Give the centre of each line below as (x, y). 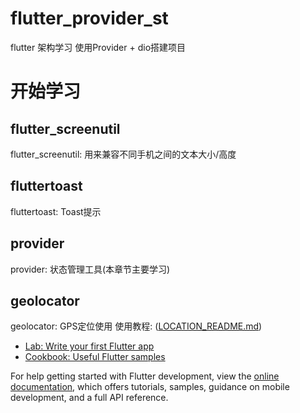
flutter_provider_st (89, 18)
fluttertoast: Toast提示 (56, 211)
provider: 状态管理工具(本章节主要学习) (90, 269)
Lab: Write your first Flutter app (89, 346)
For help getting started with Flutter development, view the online (145, 376)
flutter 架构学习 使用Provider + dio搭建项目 (98, 47)
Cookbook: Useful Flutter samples (95, 357)
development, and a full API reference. (89, 398)
